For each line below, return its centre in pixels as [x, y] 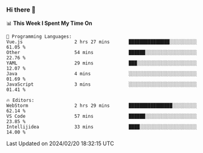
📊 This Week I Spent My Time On [49, 23]
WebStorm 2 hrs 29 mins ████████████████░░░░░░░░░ [102, 106]
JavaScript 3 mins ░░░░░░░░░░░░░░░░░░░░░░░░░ [102, 84]
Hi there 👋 [21, 10]
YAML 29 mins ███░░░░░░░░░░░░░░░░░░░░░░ [102, 63]
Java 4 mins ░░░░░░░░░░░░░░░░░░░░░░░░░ [102, 74]
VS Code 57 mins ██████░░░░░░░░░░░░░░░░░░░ [102, 117]
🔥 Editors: [20, 100]
